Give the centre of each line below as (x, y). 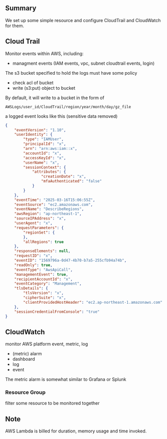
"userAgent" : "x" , (33, 223)
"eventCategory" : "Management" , (48, 284)
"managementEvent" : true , (41, 274)
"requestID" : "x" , (33, 256)
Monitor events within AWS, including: (44, 53)
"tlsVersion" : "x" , (44, 293)
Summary (21, 8)
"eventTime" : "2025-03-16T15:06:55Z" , (55, 200)
